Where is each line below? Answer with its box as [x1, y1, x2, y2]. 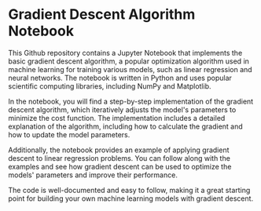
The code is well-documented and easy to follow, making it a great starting [8, 185, 251, 195]
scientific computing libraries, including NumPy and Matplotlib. [8, 81, 211, 91]
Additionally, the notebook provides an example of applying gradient [8, 145, 230, 155]
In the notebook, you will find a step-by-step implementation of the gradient [8, 96, 254, 106]
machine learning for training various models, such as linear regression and [8, 64, 253, 74]
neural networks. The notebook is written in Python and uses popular [8, 73, 232, 82]
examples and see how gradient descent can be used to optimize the [8, 162, 232, 171]
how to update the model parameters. [8, 129, 130, 139]
